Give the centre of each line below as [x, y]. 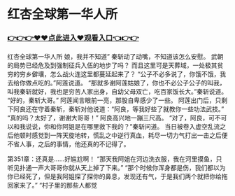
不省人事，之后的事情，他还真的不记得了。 [69, 144]
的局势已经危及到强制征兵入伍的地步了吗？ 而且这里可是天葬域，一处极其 [112, 65]
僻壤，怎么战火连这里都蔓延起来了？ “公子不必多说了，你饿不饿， [126, 74]
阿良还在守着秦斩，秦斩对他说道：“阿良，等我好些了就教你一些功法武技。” [119, 109]
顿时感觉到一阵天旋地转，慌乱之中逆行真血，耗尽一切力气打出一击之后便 [123, 135]
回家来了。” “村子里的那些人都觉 [52, 185]
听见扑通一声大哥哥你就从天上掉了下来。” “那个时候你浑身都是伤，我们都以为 [116, 168]
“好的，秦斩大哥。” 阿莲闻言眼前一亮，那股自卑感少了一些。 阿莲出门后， [111, 100]
